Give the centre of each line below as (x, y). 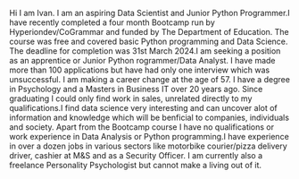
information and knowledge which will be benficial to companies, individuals (149, 117)
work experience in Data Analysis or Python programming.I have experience (149, 136)
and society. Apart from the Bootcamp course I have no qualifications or (142, 127)
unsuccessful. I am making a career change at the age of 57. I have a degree (149, 79)
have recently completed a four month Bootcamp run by (112, 22)
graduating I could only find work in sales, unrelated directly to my (131, 98)
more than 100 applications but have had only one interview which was (140, 70)
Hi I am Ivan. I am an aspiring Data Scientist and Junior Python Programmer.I (149, 13)
